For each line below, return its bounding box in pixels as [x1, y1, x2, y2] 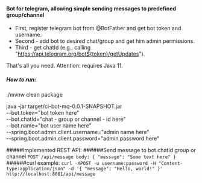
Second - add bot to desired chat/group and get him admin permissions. [14, 37, 195, 45]
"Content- [158, 161, 183, 167]
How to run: [6, 75, 36, 83]
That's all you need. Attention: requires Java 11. [6, 62, 124, 69]
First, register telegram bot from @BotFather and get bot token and [14, 25, 181, 32]
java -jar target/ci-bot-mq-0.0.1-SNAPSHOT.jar [6, 103, 122, 110]
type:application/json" [6, 166, 66, 172]
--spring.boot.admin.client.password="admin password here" [6, 135, 160, 142]
